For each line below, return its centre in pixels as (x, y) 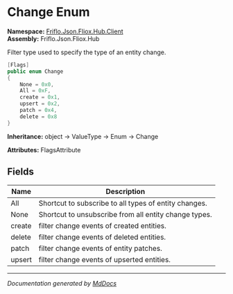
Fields (21, 172)
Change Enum (49, 12)
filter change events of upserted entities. (105, 259)
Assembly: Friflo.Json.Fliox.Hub (53, 38)
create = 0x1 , (40, 97)
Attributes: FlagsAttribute (44, 149)
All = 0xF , (35, 91)
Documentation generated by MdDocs (62, 283)
